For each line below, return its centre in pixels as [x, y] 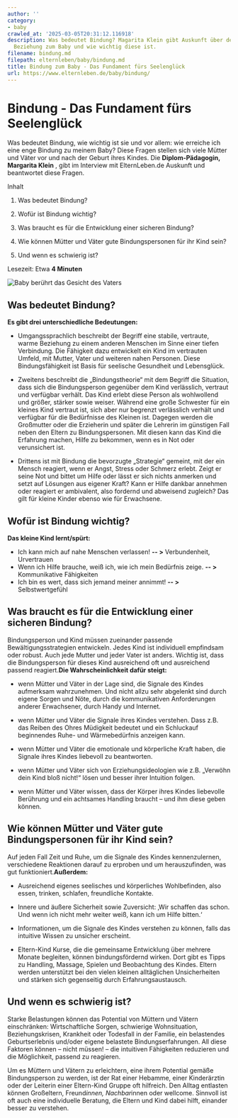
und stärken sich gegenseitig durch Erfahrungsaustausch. [102, 979]
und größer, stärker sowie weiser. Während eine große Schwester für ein [124, 402]
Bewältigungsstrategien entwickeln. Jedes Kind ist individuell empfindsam [116, 647]
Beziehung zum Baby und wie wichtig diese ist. [85, 47]
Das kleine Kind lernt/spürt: [49, 538]
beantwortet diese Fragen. [46, 173]
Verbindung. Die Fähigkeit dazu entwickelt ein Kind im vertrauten [112, 351]
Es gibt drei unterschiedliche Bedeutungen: [73, 322]
